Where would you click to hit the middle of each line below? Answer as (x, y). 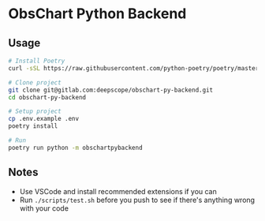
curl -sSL (24, 68)
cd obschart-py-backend (47, 97)
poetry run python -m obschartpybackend (76, 148)
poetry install (33, 126)
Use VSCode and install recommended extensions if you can (118, 191)
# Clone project (35, 82)
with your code (44, 208)
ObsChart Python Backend (97, 14)
